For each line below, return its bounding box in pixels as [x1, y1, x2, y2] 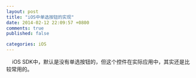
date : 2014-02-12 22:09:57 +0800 [6, 19, 90, 25]
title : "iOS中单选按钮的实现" [6, 14, 75, 20]
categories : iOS [6, 41, 47, 47]
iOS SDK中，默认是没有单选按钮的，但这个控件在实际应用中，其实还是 [11, 58, 185, 65]
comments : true [6, 25, 44, 31]
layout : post [6, 8, 39, 15]
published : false [6, 31, 50, 37]
